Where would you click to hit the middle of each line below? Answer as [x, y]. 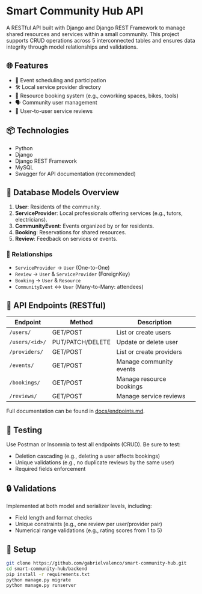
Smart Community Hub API [75, 11]
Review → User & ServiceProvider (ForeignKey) [72, 274]
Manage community [145, 362]
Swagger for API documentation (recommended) [75, 174]
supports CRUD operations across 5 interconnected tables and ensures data [101, 40]
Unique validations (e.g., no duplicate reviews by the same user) [94, 462]
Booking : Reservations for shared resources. [70, 232]
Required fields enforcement [50, 469]
